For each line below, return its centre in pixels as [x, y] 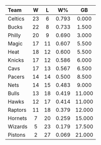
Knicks [16, 60]
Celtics [16, 19]
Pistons [17, 135]
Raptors [17, 110]
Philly [14, 35]
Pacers [16, 77]
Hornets [18, 118]
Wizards [18, 126]
